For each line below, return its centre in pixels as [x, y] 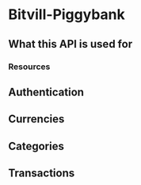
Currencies [36, 119]
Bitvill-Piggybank [67, 15]
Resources [29, 67]
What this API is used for [70, 44]
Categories [36, 146]
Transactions [42, 173]
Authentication [46, 92]
